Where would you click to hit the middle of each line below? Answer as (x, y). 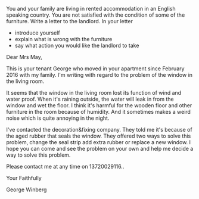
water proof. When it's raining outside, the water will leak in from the (90, 99)
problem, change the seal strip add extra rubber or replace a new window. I (99, 142)
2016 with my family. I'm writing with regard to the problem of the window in (99, 75)
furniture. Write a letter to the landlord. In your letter (69, 21)
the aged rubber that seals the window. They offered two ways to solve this (99, 136)
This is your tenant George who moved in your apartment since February (95, 69)
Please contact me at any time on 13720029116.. (65, 167)
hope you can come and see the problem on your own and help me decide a (100, 149)
